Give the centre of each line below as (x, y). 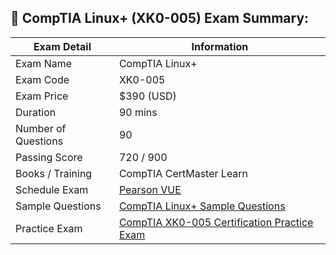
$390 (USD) (147, 96)
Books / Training (54, 173)
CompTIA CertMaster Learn (183, 173)
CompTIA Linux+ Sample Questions (202, 206)
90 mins (138, 112)
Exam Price (42, 96)
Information (220, 46)
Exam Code (42, 79)
